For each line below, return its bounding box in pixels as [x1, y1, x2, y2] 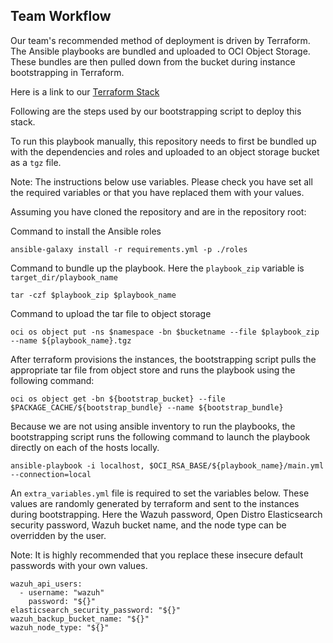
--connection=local [10, 469, 92, 479]
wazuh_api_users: [10, 579, 83, 589]
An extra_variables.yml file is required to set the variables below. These [10, 487, 310, 499]
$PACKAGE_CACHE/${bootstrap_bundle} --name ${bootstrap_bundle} [10, 402, 284, 413]
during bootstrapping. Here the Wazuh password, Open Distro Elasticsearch [10, 508, 323, 520]
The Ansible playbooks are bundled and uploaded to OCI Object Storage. [10, 45, 311, 57]
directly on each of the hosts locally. [10, 441, 160, 453]
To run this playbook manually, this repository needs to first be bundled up [10, 135, 317, 147]
